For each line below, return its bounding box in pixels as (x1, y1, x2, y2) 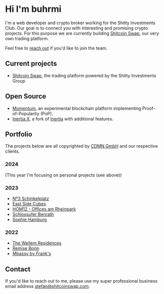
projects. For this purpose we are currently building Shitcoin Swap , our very (5, 30, 159, 36)
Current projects (5, 59, 57, 68)
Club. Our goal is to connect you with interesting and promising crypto (5, 25, 148, 31)
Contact (5, 265, 31, 273)
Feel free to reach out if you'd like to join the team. (5, 45, 108, 51)
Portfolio (5, 130, 33, 138)
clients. (5, 148, 20, 154)
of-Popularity (12, 110, 40, 117)
